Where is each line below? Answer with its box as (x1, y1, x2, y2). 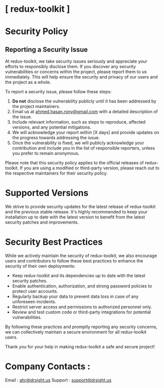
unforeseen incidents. (12, 299, 56, 305)
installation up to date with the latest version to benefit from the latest (5, 214, 145, 220)
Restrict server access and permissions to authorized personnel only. (12, 304, 152, 310)
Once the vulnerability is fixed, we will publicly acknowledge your (12, 140, 144, 146)
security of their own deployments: (5, 263, 76, 269)
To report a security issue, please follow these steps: (5, 89, 112, 95)
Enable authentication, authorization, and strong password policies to (12, 283, 152, 289)
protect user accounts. (12, 288, 58, 294)
